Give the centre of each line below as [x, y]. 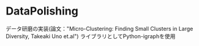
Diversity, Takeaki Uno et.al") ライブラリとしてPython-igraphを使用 [91, 36]
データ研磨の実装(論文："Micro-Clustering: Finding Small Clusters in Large [99, 28]
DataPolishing [42, 11]
